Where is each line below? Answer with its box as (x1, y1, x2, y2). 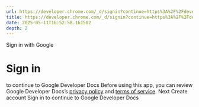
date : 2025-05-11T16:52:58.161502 (6, 20, 92, 25)
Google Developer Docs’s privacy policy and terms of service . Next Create (6, 88, 188, 95)
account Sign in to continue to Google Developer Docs (6, 94, 139, 101)
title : (6, 14, 23, 20)
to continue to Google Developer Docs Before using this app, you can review (6, 82, 193, 89)
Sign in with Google (6, 41, 54, 48)
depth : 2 (6, 25, 28, 31)
